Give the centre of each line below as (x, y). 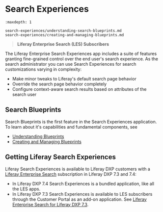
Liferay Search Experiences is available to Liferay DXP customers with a (78, 169)
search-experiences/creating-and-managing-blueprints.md (65, 35)
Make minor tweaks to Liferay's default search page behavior (74, 79)
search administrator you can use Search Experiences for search (71, 64)
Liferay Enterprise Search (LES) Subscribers (63, 44)
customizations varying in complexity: (43, 69)
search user (24, 94)
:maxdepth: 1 (18, 22)
